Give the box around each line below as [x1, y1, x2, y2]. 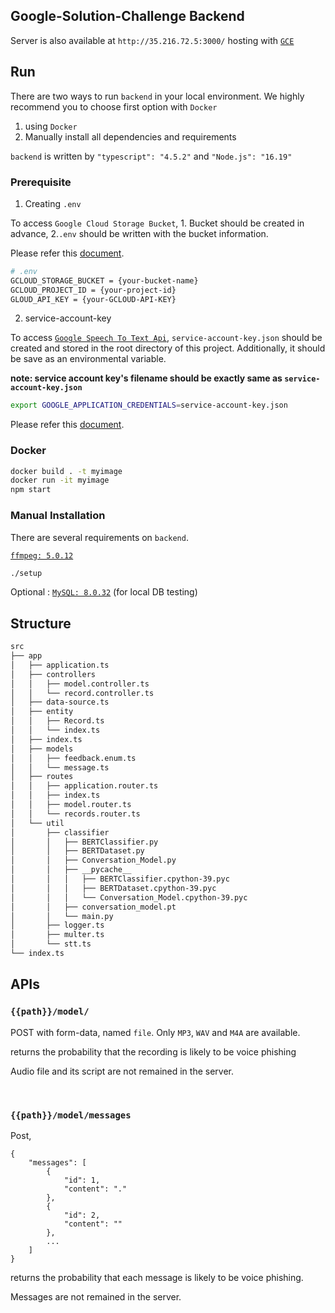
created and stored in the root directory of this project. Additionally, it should [10, 342, 326, 354]
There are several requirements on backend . [10, 531, 189, 543]
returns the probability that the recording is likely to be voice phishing [10, 1045, 297, 1058]
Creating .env [24, 197, 82, 209]
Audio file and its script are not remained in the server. [10, 1065, 234, 1077]
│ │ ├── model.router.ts [10, 800, 132, 810]
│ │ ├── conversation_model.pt [10, 902, 177, 912]
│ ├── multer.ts [10, 930, 105, 940]
